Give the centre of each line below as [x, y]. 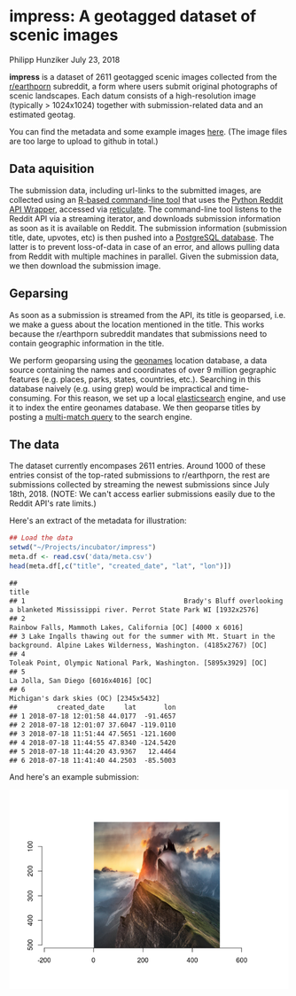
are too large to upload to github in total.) [84, 141]
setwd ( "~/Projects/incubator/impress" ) [83, 548]
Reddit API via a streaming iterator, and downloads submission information [145, 218]
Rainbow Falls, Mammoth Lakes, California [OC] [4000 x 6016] [126, 627]
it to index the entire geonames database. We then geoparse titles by [135, 407]
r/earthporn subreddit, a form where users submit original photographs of [144, 86]
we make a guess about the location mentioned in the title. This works [137, 324]
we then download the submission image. [85, 265]
